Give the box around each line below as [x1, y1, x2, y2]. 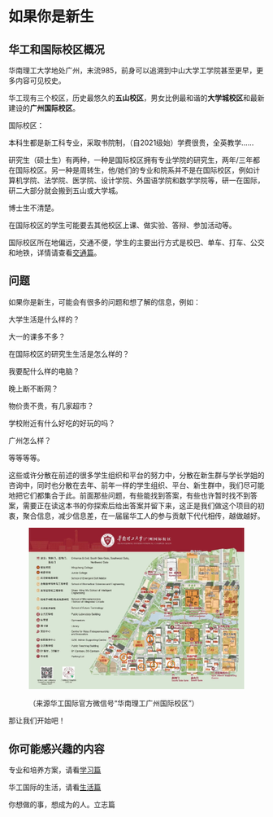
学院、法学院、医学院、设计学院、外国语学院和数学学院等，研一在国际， [22, 176, 265, 185]
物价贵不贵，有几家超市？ [8, 401, 94, 411]
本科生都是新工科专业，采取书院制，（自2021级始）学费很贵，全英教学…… [8, 138, 254, 147]
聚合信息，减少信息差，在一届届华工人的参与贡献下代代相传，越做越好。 [22, 511, 265, 521]
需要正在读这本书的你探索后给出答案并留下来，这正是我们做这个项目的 [22, 500, 258, 510]
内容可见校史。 [15, 76, 66, 86]
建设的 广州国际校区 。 [8, 103, 80, 112]
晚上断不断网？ [8, 384, 58, 393]
